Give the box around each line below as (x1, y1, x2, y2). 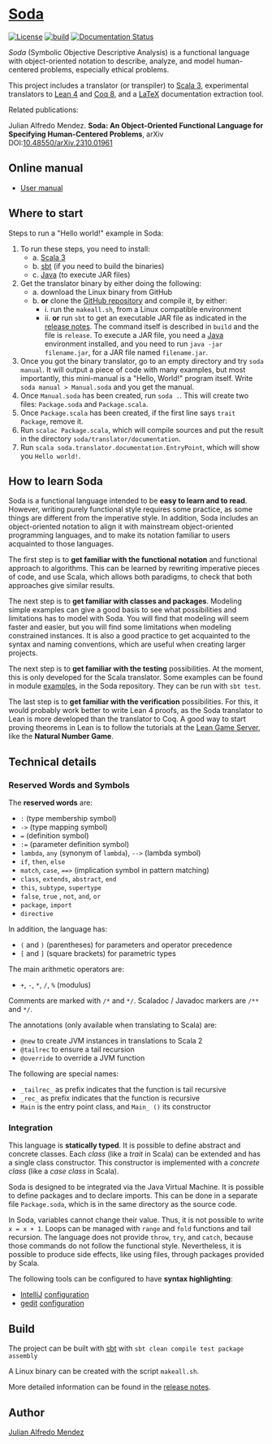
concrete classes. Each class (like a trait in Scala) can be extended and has (8, 1149, 261, 1159)
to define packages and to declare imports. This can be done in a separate (8, 1191, 258, 1200)
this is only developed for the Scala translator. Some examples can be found (8, 672, 263, 682)
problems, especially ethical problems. (40, 64, 170, 74)
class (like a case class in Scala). (8, 1166, 119, 1176)
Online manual (8, 162, 84, 175)
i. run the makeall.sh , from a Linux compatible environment (44, 304, 242, 313)
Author (8, 1406, 45, 1420)
